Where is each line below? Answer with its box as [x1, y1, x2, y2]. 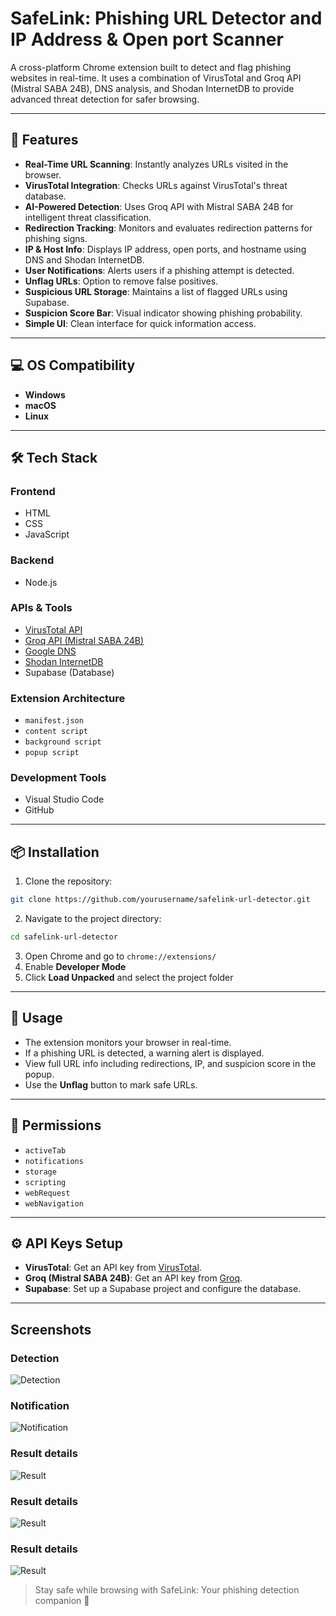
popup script [24, 748, 80, 758]
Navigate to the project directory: [24, 913, 162, 925]
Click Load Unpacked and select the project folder [24, 972, 234, 983]
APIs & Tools [10, 601, 73, 615]
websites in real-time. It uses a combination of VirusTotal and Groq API [10, 72, 302, 84]
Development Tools [10, 771, 107, 785]
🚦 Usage [10, 1010, 63, 1027]
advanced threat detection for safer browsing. [10, 93, 200, 105]
